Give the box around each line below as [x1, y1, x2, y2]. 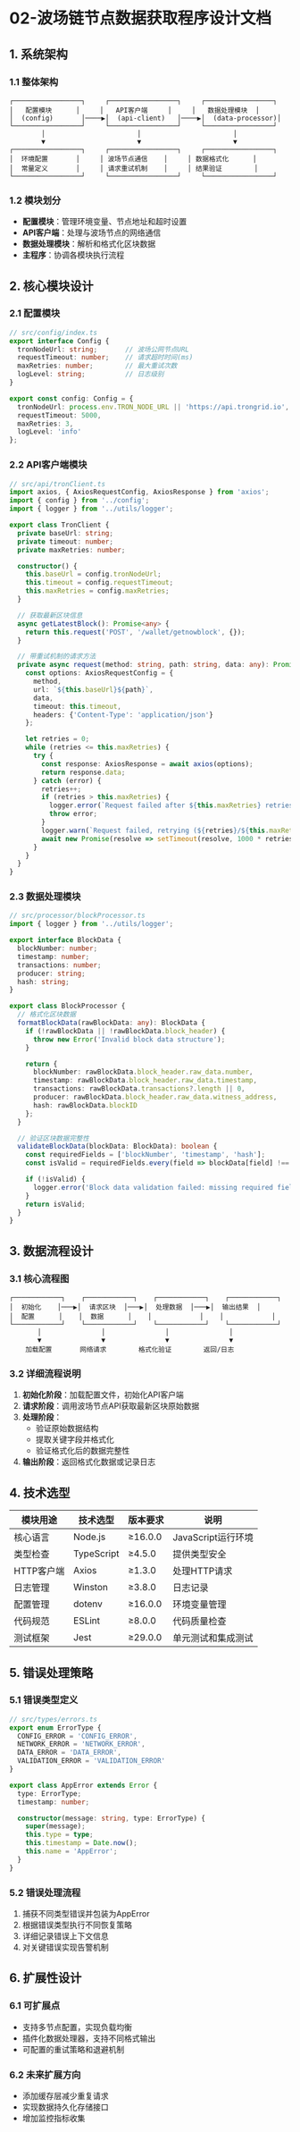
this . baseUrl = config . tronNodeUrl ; [25, 569, 162, 579]
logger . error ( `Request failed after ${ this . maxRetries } [48, 801, 262, 810]
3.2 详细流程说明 [9, 1367, 82, 1379]
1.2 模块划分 [9, 194, 62, 206]
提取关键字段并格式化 [35, 1434, 114, 1445]
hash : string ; [17, 977, 70, 986]
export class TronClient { [9, 520, 110, 530]
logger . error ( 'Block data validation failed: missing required [32, 1183, 274, 1192]
